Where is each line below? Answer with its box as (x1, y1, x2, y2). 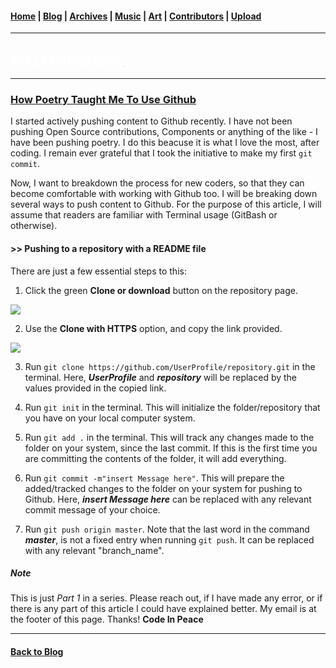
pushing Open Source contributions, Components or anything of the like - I (10, 126, 318, 138)
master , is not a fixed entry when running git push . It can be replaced (24, 533, 315, 546)
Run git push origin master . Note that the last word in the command (24, 523, 310, 535)
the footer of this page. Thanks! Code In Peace (10, 613, 204, 626)
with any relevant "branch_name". (24, 544, 165, 556)
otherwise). (10, 220, 58, 232)
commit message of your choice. (24, 503, 161, 516)
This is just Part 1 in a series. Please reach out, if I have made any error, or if (10, 592, 323, 604)
